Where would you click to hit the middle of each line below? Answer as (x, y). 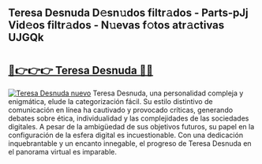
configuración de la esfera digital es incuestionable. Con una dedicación (125, 135)
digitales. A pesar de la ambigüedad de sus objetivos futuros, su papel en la (131, 127)
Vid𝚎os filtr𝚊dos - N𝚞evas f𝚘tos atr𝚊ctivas (116, 26)
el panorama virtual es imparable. (62, 152)
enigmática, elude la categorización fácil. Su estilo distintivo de (110, 101)
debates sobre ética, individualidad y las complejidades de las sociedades (129, 118)
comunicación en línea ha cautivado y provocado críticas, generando (121, 110)
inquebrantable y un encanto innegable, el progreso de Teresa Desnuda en (130, 143)
